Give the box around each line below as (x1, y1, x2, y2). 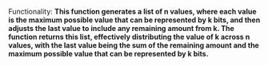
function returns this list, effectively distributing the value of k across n (8, 32, 250, 41)
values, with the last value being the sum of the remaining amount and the (8, 41, 260, 50)
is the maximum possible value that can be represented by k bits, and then (8, 15, 261, 25)
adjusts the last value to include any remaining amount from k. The (8, 24, 234, 33)
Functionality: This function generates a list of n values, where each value (8, 7, 258, 16)
